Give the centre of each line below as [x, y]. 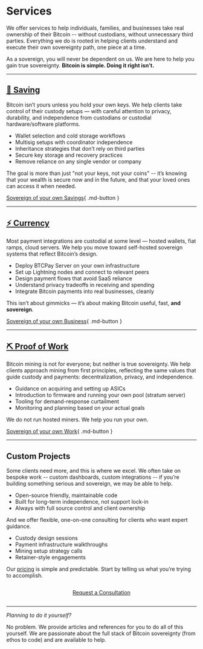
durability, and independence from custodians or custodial [79, 117]
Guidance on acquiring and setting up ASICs [70, 389]
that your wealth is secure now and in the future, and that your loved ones [98, 179]
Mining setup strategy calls [49, 551]
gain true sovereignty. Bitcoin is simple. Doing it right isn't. [80, 65]
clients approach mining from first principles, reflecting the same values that [101, 371]
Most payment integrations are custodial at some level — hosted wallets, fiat [101, 241]
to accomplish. [25, 576]
